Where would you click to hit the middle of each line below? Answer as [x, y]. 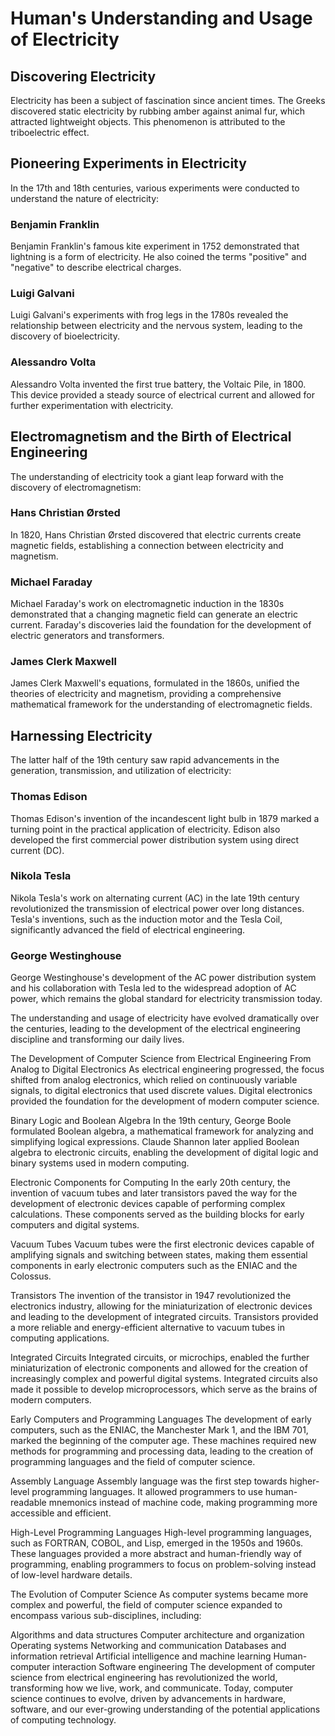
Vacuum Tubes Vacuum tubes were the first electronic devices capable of [162, 1244]
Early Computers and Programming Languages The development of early [161, 1419]
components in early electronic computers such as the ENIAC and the [154, 1266]
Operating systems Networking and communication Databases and [148, 1646]
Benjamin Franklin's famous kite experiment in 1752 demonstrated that [155, 246]
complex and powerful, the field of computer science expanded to [146, 1605]
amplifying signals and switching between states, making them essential [159, 1255]
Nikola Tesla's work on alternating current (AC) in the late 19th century [155, 898]
